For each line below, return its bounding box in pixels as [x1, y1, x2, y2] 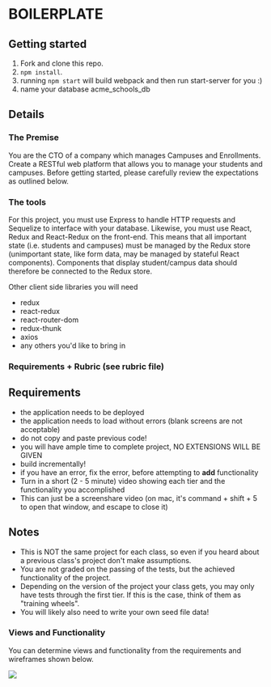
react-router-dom [19, 315, 79, 324]
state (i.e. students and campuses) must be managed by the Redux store [8, 240, 251, 250]
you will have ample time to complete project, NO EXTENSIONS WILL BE [19, 442, 261, 452]
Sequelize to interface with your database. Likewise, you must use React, [8, 223, 252, 233]
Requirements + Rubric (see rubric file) [8, 361, 164, 372]
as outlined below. [8, 176, 69, 186]
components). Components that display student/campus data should [8, 257, 238, 267]
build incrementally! [19, 459, 87, 469]
